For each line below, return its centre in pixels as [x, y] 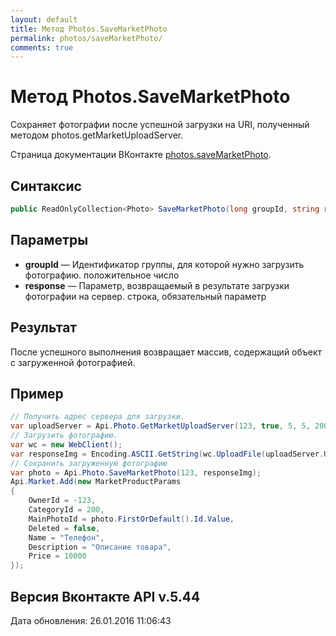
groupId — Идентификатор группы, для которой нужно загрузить [164, 264]
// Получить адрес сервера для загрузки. [98, 417]
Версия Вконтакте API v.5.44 [105, 596]
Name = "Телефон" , [66, 537]
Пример [37, 393]
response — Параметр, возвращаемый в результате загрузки [157, 285]
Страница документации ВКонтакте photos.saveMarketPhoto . [141, 155]
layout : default [44, 19]
